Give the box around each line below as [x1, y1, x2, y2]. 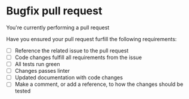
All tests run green [14, 61, 60, 68]
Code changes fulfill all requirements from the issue [14, 54, 142, 61]
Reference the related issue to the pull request [14, 47, 129, 54]
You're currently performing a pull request [6, 24, 110, 31]
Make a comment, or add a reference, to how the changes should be [14, 81, 184, 88]
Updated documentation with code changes [14, 74, 123, 81]
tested [14, 88, 31, 95]
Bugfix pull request [6, 4, 103, 18]
